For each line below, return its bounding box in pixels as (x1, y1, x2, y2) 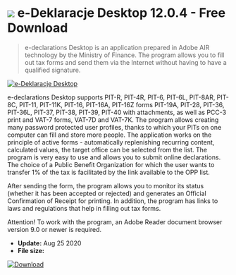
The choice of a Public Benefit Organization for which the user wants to (7, 160, 215, 169)
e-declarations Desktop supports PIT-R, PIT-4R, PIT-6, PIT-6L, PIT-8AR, (7, 93, 216, 102)
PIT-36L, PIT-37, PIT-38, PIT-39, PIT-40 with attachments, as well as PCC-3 (7, 108, 227, 116)
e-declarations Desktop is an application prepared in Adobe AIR (24, 43, 210, 51)
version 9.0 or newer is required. (7, 225, 102, 233)
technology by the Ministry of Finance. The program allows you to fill (24, 51, 225, 59)
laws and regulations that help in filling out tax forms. (7, 204, 161, 212)
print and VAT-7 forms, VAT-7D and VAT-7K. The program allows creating (7, 115, 219, 124)
